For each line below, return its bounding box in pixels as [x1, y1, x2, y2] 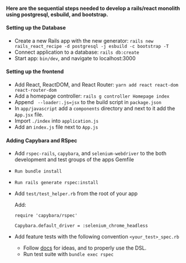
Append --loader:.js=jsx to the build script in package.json [14, 99, 162, 105]
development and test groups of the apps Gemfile [14, 156, 134, 163]
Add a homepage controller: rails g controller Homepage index [14, 92, 170, 99]
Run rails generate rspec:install [14, 180, 99, 186]
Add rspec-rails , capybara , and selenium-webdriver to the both [14, 150, 167, 157]
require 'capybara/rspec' [14, 213, 78, 219]
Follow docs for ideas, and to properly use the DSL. [23, 244, 147, 251]
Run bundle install [14, 168, 62, 175]
